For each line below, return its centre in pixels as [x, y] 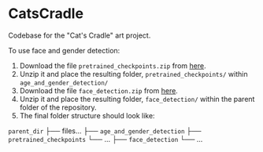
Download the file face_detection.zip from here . [99, 90]
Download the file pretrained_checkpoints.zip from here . [113, 65]
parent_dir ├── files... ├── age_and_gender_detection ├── [105, 131]
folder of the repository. [58, 107]
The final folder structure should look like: [87, 115]
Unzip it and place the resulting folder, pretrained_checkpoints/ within [133, 74]
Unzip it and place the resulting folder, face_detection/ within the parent [137, 99]
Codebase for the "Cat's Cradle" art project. [80, 35]
